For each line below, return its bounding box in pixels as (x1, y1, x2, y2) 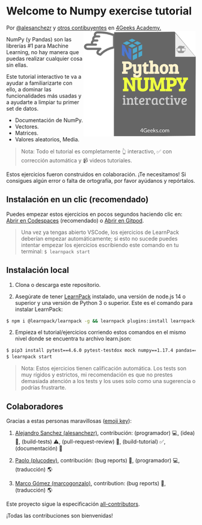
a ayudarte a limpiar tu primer (6, 98, 79, 106)
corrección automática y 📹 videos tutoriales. (20, 156, 132, 164)
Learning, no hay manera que (6, 48, 79, 55)
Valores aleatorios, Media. (14, 135, 80, 143)
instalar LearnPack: (14, 305, 63, 313)
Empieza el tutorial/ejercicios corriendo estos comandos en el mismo (14, 329, 186, 336)
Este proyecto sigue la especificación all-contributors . (6, 500, 140, 508)
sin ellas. (6, 61, 28, 69)
